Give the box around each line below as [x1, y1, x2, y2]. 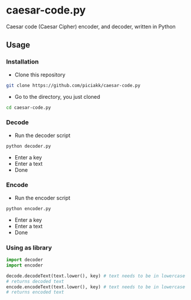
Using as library [6, 244, 52, 252]
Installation [6, 58, 39, 66]
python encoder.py [6, 205, 51, 212]
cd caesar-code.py [6, 104, 51, 111]
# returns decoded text [6, 278, 65, 284]
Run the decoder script [14, 132, 71, 139]
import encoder [6, 262, 43, 268]
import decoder [6, 257, 43, 263]
